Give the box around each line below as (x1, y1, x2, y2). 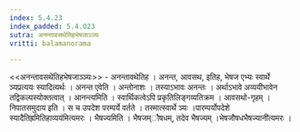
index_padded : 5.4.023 (9, 22, 95, 31)
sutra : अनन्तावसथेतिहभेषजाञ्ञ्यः (9, 30, 100, 39)
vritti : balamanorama (9, 38, 92, 48)
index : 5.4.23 (9, 13, 64, 23)
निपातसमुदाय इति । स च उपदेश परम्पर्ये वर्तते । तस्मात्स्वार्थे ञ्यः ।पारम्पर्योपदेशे (9, 102, 230, 114)
